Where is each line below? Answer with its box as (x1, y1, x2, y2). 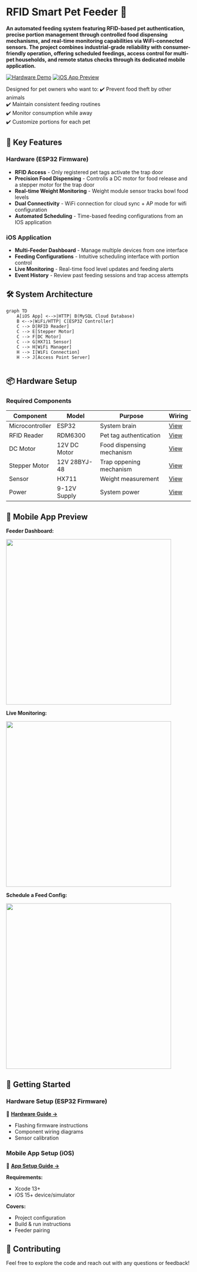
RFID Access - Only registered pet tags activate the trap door (14, 168, 164, 175)
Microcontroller (9, 422, 52, 430)
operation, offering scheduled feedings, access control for (26, 49, 173, 57)
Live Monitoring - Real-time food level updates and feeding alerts (14, 265, 174, 273)
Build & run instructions (14, 1221, 72, 1228)
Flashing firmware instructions (14, 1121, 89, 1129)
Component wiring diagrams (14, 1128, 84, 1135)
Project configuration (14, 1214, 66, 1221)
